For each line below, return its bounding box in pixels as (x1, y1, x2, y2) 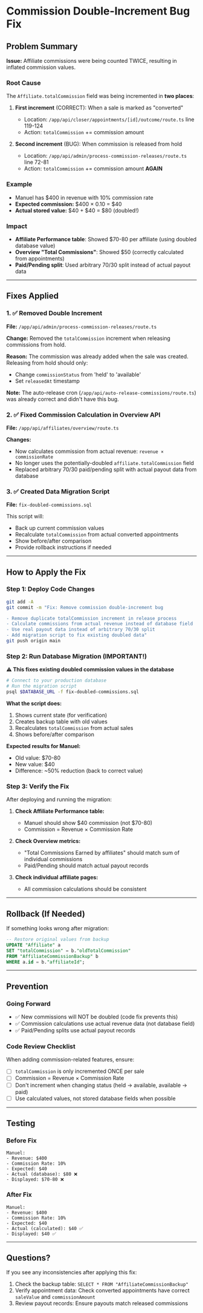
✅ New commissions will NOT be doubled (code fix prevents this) (14, 1013, 178, 1020)
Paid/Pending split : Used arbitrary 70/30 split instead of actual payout (14, 261, 191, 269)
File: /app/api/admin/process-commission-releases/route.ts (6, 322, 157, 330)
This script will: (6, 513, 44, 520)
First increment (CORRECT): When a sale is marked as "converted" (14, 104, 184, 111)
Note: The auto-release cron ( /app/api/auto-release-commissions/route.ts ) (6, 389, 196, 396)
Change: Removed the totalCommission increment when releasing (6, 334, 171, 342)
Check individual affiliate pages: (14, 874, 98, 881)
